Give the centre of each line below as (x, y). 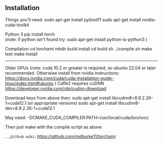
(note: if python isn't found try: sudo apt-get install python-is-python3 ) (76, 39)
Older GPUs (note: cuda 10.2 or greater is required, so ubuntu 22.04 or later (81, 68)
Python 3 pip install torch (30, 34)
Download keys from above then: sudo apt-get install (58, 98)
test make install (21, 54)
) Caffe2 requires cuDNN (79, 83)
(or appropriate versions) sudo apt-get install (72, 103)
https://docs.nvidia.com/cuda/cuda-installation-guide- (59, 78)
